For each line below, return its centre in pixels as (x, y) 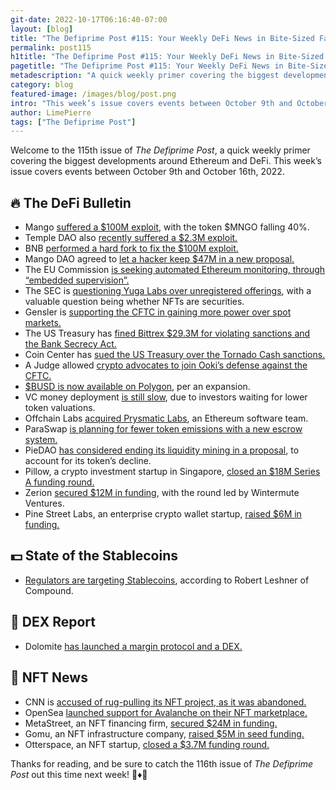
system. (41, 440)
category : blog (42, 85)
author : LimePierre (51, 112)
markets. (43, 323)
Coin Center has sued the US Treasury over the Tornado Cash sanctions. (175, 355)
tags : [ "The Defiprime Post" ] (73, 122)
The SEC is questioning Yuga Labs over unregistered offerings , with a (168, 291)
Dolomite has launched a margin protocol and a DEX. (133, 646)
